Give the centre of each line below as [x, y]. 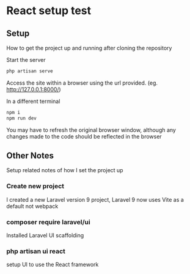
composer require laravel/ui [48, 222]
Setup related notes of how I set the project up [65, 170]
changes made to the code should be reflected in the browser [84, 136]
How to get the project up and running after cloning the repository [89, 48]
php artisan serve [30, 71]
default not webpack [32, 206]
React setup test [49, 11]
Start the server [26, 60]
